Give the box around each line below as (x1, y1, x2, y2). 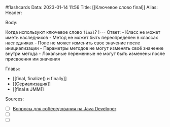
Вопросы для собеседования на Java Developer (12, 106, 117, 111)
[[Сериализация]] (12, 81, 51, 87)
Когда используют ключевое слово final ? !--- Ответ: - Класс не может (5, 29, 161, 35)
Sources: (5, 96, 24, 102)
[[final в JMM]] (12, 86, 44, 92)
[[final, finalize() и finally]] (12, 76, 67, 81)
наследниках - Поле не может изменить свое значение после (5, 40, 141, 46)
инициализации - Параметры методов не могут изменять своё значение (5, 45, 164, 51)
